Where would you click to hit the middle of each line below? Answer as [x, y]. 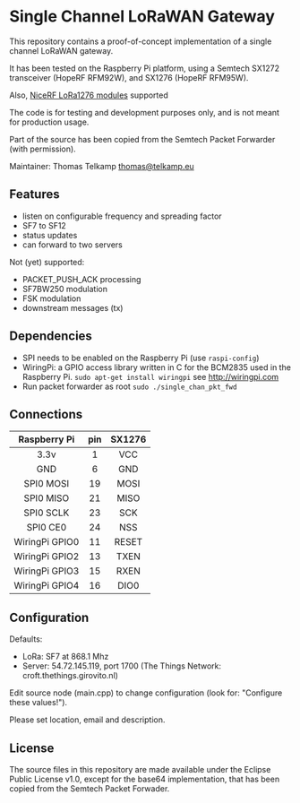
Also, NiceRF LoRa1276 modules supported [89, 95]
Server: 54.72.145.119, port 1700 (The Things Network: [122, 666]
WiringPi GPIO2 [47, 557]
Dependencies [51, 337]
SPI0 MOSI [47, 484]
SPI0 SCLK [47, 513]
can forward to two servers [72, 245]
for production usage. [49, 122]
